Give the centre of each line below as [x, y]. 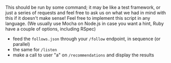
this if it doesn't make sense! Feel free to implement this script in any [78, 18]
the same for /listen [35, 50]
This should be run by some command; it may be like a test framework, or [83, 7]
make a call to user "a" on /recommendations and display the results [83, 55]
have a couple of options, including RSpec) [51, 29]
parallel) [21, 44]
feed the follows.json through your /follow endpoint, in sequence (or [87, 39]
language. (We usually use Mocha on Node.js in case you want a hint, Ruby [84, 23]
